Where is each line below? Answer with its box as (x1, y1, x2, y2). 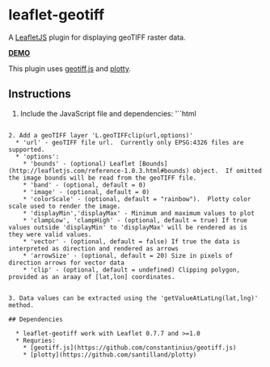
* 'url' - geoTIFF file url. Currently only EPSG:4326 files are (15, 138, 244, 146)
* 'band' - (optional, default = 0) (23, 180, 147, 189)
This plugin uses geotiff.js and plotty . (8, 63, 132, 74)
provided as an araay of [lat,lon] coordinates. (8, 272, 175, 281)
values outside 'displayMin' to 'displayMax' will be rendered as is (8, 223, 248, 231)
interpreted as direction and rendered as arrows (8, 244, 179, 252)
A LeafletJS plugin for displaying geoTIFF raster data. (8, 32, 186, 42)
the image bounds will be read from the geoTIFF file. (8, 174, 197, 182)
